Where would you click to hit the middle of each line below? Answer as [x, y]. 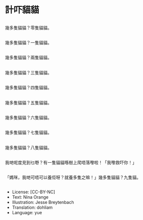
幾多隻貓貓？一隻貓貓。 [28, 42]
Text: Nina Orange [30, 197]
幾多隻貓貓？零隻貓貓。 [28, 28]
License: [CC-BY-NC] [33, 192]
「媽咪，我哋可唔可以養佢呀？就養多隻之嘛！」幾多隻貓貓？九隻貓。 [73, 177]
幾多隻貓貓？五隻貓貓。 [28, 102]
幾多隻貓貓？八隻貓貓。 [28, 147]
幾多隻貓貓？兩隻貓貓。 [28, 58]
